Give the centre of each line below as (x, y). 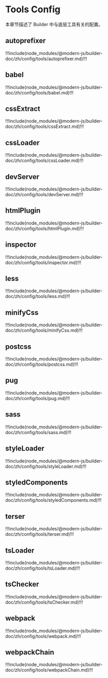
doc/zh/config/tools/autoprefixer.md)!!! (46, 59)
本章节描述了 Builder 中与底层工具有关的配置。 (54, 24)
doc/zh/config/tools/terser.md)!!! (39, 534)
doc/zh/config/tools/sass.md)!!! (38, 432)
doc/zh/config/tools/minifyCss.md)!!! (44, 330)
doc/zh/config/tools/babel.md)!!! (39, 92)
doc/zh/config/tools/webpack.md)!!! (43, 636)
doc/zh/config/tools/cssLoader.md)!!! (45, 161)
